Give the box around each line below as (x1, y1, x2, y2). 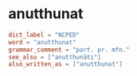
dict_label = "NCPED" (8, 31, 80, 39)
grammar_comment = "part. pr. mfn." (8, 45, 130, 54)
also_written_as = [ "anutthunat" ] (8, 60, 123, 68)
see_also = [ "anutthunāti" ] (8, 53, 102, 61)
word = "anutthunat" (8, 38, 77, 46)
